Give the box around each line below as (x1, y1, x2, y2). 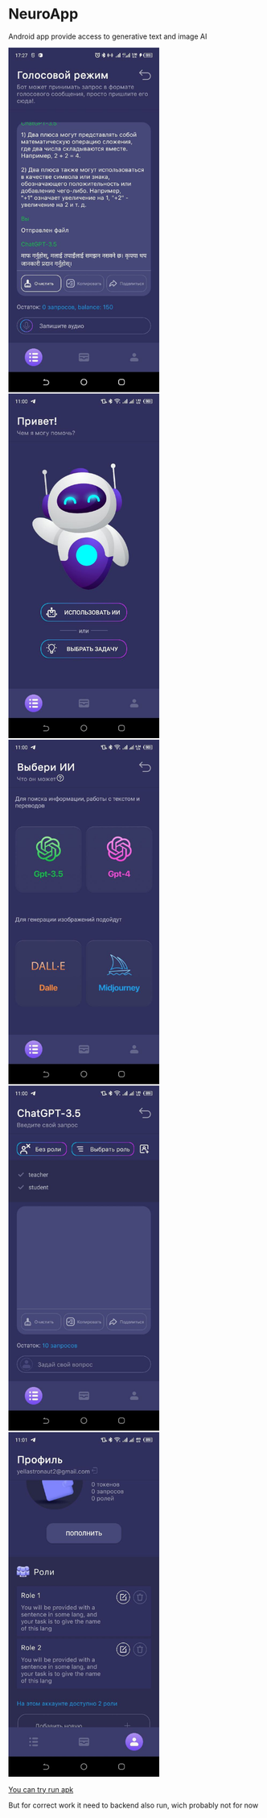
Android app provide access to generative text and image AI (8, 31, 207, 41)
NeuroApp (8, 5, 79, 23)
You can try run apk (8, 1784, 74, 1794)
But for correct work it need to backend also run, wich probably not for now (8, 1800, 259, 1810)
